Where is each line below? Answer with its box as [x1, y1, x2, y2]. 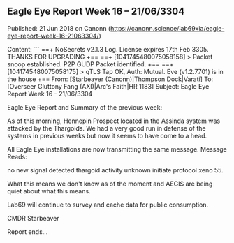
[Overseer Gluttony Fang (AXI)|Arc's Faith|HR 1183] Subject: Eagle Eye [7, 82, 210, 90]
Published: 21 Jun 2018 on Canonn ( [7, 24, 111, 32]
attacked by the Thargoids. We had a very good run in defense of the [7, 124, 206, 132]
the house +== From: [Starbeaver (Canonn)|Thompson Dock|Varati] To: [7, 75, 214, 83]
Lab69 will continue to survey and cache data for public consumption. [7, 200, 208, 209]
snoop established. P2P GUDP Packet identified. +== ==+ [7, 59, 174, 68]
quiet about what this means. [7, 186, 91, 195]
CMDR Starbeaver [7, 214, 59, 222]
